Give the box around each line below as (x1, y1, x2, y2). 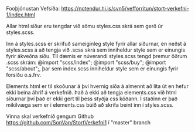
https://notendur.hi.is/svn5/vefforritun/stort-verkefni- (61, 5, 189, 12)
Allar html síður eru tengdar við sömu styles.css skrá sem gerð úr (6, 23, 163, 29)
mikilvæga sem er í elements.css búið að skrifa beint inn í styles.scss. (6, 101, 174, 108)
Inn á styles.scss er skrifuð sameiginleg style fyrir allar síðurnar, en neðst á (6, 40, 186, 47)
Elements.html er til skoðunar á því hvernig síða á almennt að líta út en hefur (6, 83, 189, 90)
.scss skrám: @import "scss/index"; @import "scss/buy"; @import (6, 59, 166, 66)
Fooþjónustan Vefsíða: (6, 5, 60, 12)
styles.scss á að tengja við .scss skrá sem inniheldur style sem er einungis (6, 46, 186, 53)
